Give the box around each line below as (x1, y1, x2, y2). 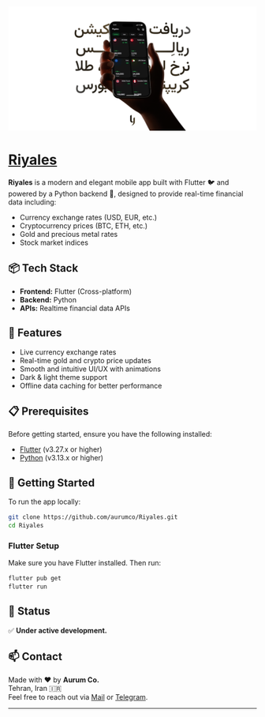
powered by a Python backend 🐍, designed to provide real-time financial (8, 189, 244, 198)
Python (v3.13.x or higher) (19, 453, 104, 463)
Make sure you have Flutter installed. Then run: (8, 558, 162, 568)
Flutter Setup (8, 540, 60, 551)
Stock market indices (19, 238, 89, 247)
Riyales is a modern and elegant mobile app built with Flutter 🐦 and (8, 177, 230, 187)
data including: (8, 197, 57, 207)
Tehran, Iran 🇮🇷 (8, 683, 62, 693)
